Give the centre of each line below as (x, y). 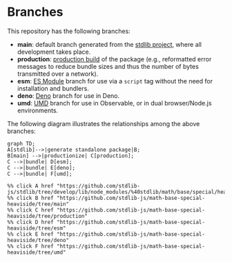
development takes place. (54, 52)
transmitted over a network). (58, 74)
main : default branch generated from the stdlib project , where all (109, 44)
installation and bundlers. (53, 88)
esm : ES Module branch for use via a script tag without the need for (115, 81)
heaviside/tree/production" (48, 216)
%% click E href (30, 234)
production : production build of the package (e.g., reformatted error (114, 59)
